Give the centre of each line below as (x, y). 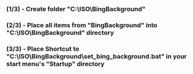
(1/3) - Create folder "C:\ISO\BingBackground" (76, 9)
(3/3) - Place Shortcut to (43, 49)
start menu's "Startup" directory (55, 64)
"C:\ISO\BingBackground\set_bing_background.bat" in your (97, 56)
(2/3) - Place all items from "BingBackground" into (82, 25)
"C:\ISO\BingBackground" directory (60, 32)
